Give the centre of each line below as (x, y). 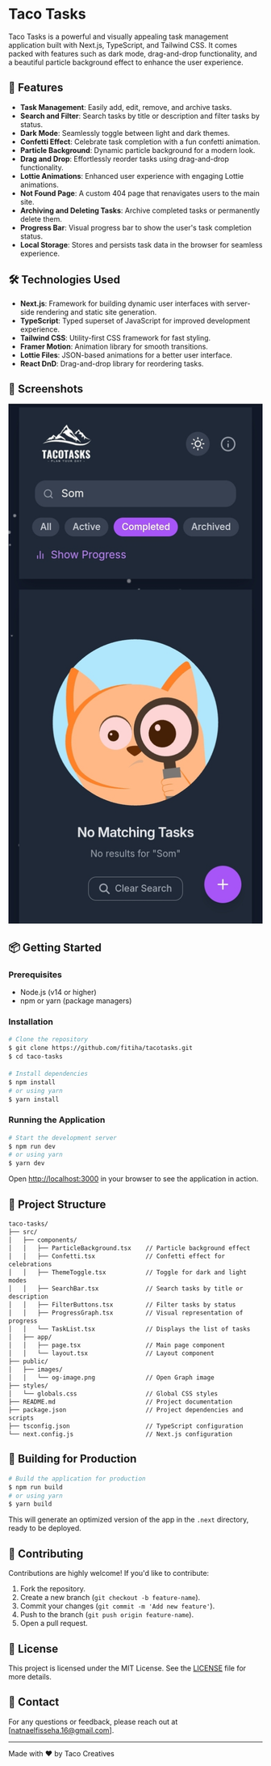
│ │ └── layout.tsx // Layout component (112, 1353)
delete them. (41, 218)
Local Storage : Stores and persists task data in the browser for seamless (141, 244)
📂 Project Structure (57, 1204)
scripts (21, 1418)
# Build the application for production (77, 1478)
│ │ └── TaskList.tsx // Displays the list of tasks (129, 1329)
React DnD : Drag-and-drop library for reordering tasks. (112, 363)
